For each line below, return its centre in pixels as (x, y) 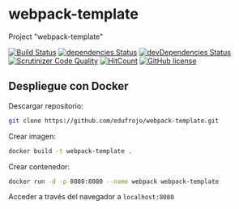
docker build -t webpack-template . (70, 151)
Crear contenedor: (39, 166)
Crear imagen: (32, 136)
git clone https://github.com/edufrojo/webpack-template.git (114, 121)
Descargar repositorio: (46, 105)
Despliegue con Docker (68, 86)
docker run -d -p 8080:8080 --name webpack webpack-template (114, 181)
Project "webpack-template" (56, 36)
